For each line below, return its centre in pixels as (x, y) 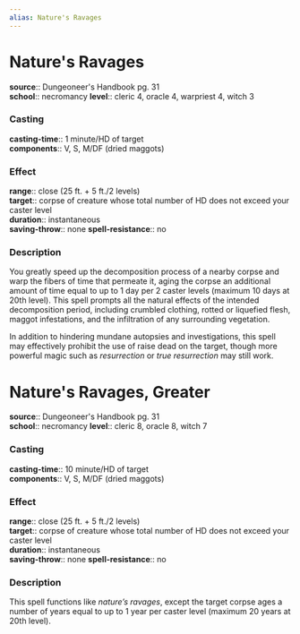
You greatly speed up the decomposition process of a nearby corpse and (144, 272)
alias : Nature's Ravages (56, 17)
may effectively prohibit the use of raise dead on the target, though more (143, 347)
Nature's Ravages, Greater (110, 392)
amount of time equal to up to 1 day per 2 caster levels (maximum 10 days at (150, 291)
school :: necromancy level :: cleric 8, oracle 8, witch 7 (108, 426)
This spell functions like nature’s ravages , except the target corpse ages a (146, 602)
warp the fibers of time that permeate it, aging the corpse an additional (140, 281)
